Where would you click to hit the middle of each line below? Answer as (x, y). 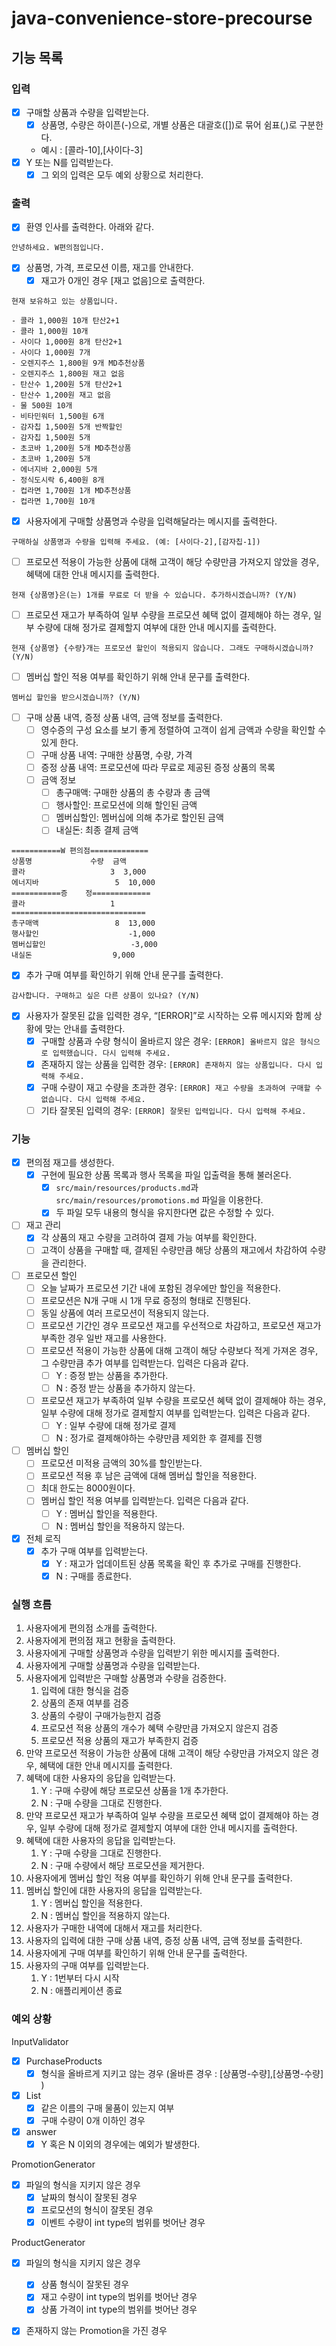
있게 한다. (59, 742)
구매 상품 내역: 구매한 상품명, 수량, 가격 (116, 754)
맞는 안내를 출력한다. (85, 1028)
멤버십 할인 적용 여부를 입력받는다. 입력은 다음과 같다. (144, 1501)
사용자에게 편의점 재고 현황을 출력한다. (100, 1641)
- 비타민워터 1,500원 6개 (58, 416)
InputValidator (40, 2041)
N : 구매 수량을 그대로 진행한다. (101, 1803)
